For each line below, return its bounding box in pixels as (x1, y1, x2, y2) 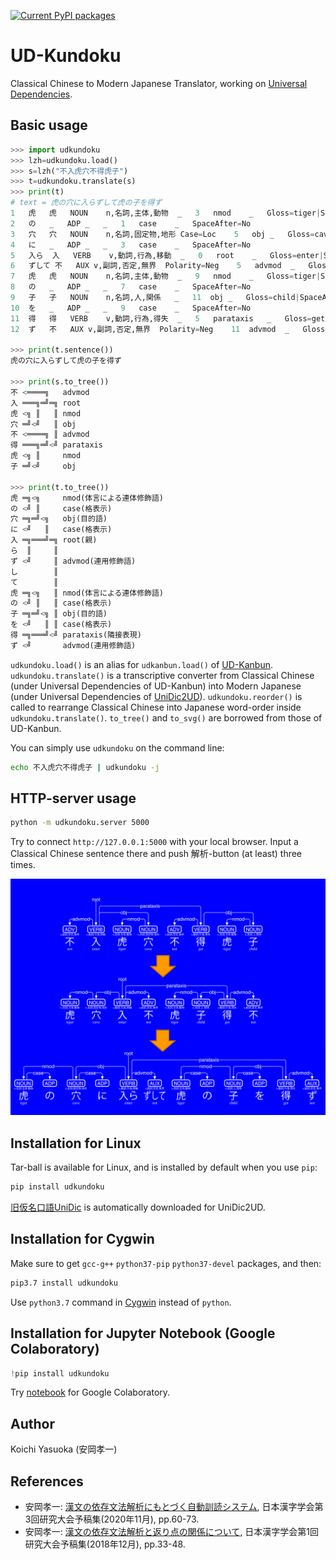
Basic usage (10, 117, 88, 134)
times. (10, 859, 36, 871)
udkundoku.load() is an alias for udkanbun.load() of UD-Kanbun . (10, 658, 273, 670)
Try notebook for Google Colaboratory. (10, 1386, 171, 1399)
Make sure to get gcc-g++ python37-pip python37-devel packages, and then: (10, 1257, 322, 1269)
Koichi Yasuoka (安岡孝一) (10, 1443, 118, 1455)
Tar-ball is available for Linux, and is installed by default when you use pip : (10, 1161, 318, 1174)
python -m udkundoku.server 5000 (10, 818, 150, 828)
